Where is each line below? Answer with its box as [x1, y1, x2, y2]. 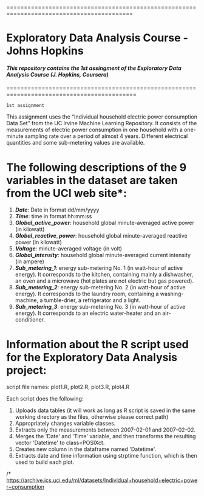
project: [6, 363, 47, 377]
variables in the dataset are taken [6, 173, 178, 187]
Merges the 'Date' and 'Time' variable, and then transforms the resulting [15, 433, 196, 440]
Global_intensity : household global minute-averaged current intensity [15, 252, 191, 259]
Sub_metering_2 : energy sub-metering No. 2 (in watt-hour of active [15, 284, 186, 291]
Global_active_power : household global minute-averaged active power [15, 219, 194, 227]
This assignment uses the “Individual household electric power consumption [6, 113, 197, 120]
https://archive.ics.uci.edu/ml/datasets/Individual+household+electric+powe [6, 477, 198, 484]
